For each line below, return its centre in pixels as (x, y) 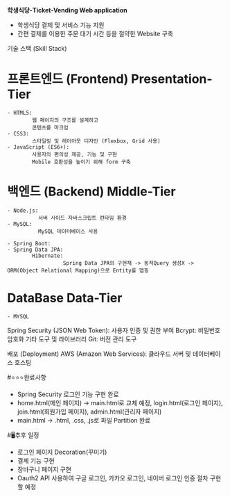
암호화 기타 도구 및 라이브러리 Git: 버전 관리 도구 (72, 339)
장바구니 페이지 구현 (44, 469)
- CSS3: (18, 133)
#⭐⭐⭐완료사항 (27, 377)
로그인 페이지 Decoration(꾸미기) (62, 452)
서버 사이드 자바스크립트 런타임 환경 (82, 218)
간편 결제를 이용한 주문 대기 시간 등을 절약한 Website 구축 (95, 34)
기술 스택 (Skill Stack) (37, 48)
